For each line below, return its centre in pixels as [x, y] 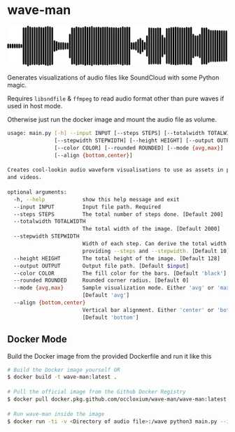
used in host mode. [35, 106]
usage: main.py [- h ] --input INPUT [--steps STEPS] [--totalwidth [106, 133]
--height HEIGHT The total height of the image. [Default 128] [117, 258]
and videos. [24, 178]
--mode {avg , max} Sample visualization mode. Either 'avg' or [114, 288]
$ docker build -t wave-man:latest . [62, 377]
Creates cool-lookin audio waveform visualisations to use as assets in [115, 170]
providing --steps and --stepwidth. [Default [150, 251]
